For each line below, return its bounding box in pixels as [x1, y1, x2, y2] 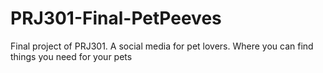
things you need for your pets [10, 50, 133, 62]
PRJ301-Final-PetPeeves [10, 7, 222, 30]
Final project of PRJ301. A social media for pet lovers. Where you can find [10, 40, 314, 52]
